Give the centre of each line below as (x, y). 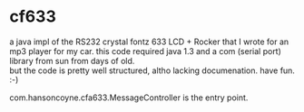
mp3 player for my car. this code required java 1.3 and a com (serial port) (145, 51)
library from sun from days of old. (72, 61)
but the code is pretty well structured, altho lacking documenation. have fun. (152, 70)
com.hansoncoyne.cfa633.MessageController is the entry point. (129, 98)
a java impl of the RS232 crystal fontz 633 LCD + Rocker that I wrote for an (149, 42)
